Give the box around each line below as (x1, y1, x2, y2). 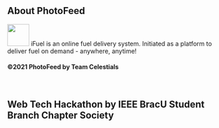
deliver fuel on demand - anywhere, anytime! (7, 47, 137, 55)
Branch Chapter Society (7, 110, 114, 122)
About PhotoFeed (7, 5, 85, 17)
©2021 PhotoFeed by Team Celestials (7, 63, 119, 71)
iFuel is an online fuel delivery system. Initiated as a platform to (30, 39, 212, 48)
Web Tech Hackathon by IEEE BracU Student (7, 99, 205, 111)
